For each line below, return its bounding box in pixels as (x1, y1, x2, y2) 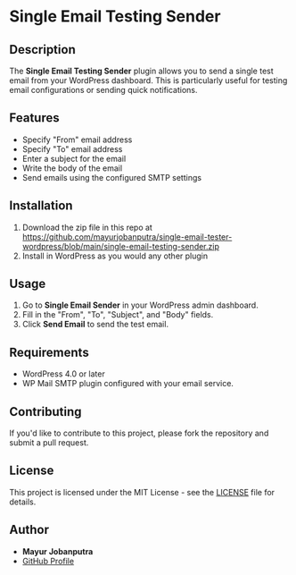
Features (9, 110, 60, 126)
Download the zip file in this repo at (21, 222, 153, 233)
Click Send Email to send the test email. (21, 319, 169, 330)
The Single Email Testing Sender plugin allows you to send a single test (9, 65, 274, 76)
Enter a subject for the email (21, 153, 127, 164)
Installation (9, 199, 73, 214)
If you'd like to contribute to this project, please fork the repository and (9, 427, 269, 439)
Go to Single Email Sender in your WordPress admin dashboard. (21, 300, 259, 310)
